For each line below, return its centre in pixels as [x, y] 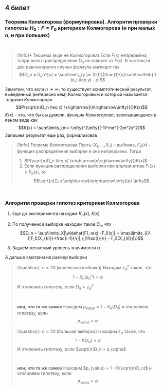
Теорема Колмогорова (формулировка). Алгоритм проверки [81, 22]
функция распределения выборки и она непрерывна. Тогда [79, 151]
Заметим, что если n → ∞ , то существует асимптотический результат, [79, 89]
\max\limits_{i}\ [135, 233]
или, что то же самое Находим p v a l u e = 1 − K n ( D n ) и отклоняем [82, 307]
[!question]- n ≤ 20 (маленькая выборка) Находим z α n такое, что [84, 268]
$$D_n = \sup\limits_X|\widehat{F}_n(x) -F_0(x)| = [70, 233]
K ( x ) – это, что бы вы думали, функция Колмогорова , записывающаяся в [81, 115]
